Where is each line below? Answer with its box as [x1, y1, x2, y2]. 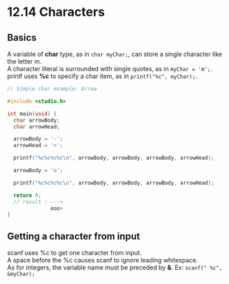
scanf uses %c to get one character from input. [7, 249, 142, 257]
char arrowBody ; [13, 117, 60, 124]
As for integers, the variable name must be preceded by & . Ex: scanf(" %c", [7, 263, 223, 272]
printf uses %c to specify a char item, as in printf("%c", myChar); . [7, 72, 198, 80]
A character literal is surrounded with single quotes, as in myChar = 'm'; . [7, 65, 212, 73]
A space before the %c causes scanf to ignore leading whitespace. [7, 256, 199, 265]
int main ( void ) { [7, 110, 57, 117]
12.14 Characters [7, 4, 106, 20]
